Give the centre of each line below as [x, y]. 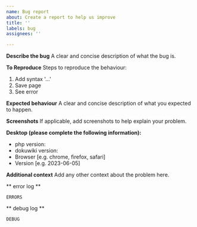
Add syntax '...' [33, 79]
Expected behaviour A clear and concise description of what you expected [99, 103]
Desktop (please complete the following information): [74, 133]
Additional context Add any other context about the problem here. [88, 175]
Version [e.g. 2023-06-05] [47, 163]
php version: [30, 144]
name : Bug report [28, 12]
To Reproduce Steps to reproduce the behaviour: [66, 68]
